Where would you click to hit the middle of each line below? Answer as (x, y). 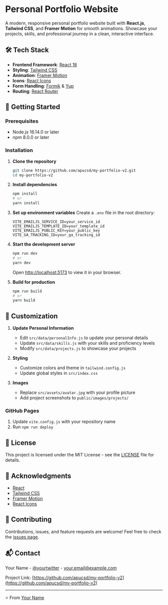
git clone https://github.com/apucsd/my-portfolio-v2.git (74, 170)
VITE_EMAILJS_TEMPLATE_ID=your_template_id (58, 226)
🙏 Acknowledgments (38, 476)
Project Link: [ (19, 577)
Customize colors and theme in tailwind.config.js (73, 368)
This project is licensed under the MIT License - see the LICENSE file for (79, 455)
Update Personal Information (43, 328)
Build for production (34, 282)
